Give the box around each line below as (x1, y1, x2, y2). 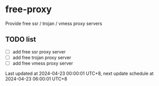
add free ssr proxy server (12, 48, 66, 54)
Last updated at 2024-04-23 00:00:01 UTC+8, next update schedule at (5, 70, 154, 76)
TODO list (5, 35, 36, 44)
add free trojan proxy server (12, 54, 71, 61)
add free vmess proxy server (12, 60, 73, 66)
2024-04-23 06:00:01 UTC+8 (5, 75, 67, 82)
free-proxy (5, 4, 52, 15)
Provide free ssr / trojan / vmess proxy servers (5, 20, 102, 26)
